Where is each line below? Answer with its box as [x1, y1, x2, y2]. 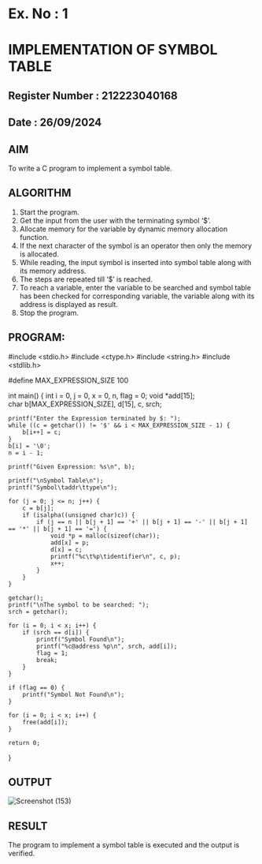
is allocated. [19, 249, 59, 259]
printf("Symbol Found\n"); [36, 635, 125, 643]
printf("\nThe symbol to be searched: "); [8, 600, 149, 608]
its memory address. [19, 266, 87, 275]
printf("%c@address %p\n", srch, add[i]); [36, 642, 178, 650]
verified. [8, 849, 35, 858]
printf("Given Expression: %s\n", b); [8, 462, 135, 470]
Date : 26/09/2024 [8, 116, 102, 129]
